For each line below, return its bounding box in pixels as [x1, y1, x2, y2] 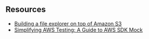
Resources [5, 5, 46, 15]
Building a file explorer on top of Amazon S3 [14, 20, 122, 27]
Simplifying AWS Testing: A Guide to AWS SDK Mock [14, 26, 143, 33]
